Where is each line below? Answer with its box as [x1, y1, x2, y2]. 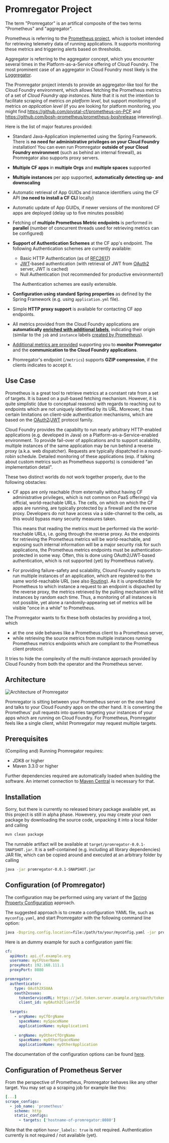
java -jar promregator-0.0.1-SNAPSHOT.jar [5, 867, 96, 872]
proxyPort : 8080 [10, 968, 44, 973]
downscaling [12, 179, 41, 185]
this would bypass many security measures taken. [12, 516, 117, 522]
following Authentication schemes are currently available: [12, 245, 132, 251]
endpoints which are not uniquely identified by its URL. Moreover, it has [5, 406, 153, 412]
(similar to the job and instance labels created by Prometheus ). [12, 332, 143, 338]
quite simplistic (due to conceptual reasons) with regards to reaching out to [5, 401, 161, 407]
